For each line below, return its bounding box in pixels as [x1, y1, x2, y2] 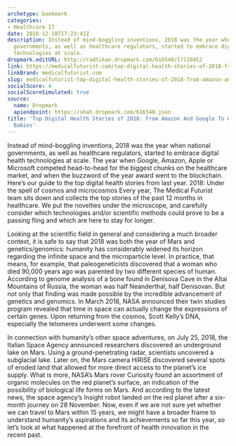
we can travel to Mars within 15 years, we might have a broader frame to [7, 408, 216, 416]
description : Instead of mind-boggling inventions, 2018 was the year [7, 37, 218, 44]
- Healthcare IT [7, 23, 55, 30]
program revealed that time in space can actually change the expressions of [7, 304, 228, 313]
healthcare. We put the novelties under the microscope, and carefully [7, 201, 208, 209]
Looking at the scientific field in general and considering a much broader [7, 230, 218, 238]
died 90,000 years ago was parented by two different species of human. [7, 267, 217, 275]
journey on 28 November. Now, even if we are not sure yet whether [27, 400, 221, 409]
